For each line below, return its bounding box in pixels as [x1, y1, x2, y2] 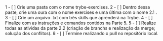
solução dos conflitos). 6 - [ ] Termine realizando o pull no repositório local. [5, 31, 159, 36]
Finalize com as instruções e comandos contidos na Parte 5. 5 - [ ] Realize [5, 20, 157, 26]
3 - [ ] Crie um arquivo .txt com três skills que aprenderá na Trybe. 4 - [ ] [5, 15, 153, 20]
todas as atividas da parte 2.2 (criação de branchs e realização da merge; [5, 25, 156, 31]
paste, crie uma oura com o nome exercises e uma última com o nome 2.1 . [5, 9, 157, 15]
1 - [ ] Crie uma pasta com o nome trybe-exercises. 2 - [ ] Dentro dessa [5, 4, 150, 10]
